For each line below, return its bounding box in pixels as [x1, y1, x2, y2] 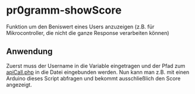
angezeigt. [6, 81, 32, 88]
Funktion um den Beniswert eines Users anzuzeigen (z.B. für [6, 23, 155, 30]
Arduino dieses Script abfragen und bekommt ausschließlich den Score [6, 74, 181, 82]
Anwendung [6, 47, 53, 57]
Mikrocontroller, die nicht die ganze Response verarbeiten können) [6, 29, 169, 36]
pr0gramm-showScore [6, 4, 122, 17]
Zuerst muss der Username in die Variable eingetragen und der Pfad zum [6, 62, 185, 69]
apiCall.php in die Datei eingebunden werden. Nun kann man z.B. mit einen [6, 69, 190, 76]
